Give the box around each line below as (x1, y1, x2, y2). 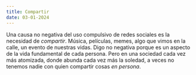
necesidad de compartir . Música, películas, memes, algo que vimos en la (6, 37, 186, 44)
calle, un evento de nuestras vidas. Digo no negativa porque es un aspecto (6, 43, 191, 51)
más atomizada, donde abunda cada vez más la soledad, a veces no (6, 56, 174, 64)
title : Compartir (6, 8, 50, 15)
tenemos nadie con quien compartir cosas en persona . (6, 62, 142, 70)
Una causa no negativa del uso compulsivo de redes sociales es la (6, 31, 170, 38)
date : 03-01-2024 (6, 14, 50, 20)
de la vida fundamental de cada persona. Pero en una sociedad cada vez (6, 50, 186, 57)
